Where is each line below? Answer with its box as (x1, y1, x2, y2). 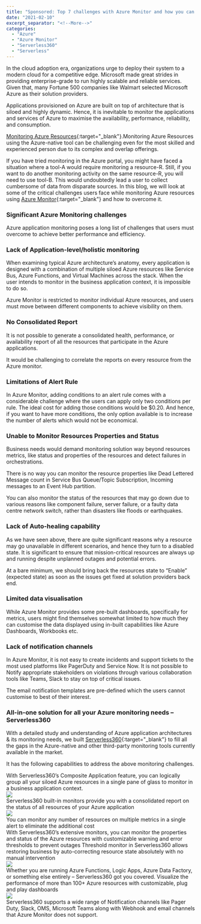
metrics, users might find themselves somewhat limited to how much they (6, 615, 188, 622)
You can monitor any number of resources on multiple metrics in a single (6, 816, 186, 823)
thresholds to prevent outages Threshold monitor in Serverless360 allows (6, 842, 188, 849)
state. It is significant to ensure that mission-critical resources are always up (6, 548, 195, 556)
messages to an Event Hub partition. (6, 483, 96, 490)
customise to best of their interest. (6, 693, 91, 701)
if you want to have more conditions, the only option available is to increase (6, 410, 193, 417)
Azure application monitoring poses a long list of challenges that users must (6, 224, 194, 232)
